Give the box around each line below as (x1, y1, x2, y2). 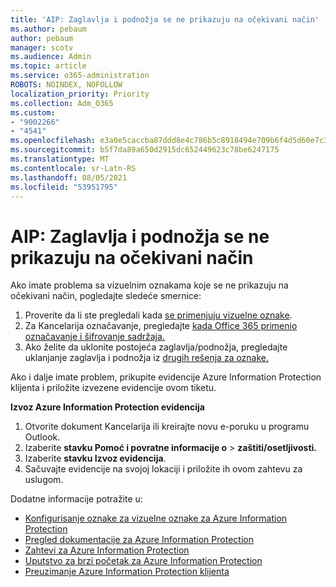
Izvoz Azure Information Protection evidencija (10, 401, 205, 413)
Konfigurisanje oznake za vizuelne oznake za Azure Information (24, 512, 288, 525)
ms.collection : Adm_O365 (10, 98, 114, 108)
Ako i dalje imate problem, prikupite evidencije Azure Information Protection (10, 371, 322, 383)
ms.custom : (10, 107, 56, 118)
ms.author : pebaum (10, 24, 87, 34)
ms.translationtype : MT (10, 154, 110, 164)
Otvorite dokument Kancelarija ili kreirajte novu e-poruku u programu (24, 421, 310, 433)
